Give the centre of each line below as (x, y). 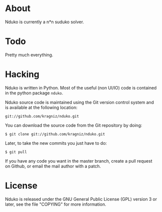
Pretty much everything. (29, 55)
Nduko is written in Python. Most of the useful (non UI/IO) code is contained (81, 88)
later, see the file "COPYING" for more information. (56, 204)
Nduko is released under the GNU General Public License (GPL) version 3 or (81, 199)
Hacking (22, 74)
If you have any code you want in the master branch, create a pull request (79, 161)
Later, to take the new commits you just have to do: (56, 143)
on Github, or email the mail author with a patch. (53, 166)
